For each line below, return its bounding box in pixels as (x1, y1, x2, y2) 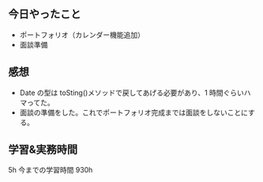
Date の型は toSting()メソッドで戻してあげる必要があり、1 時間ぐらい (19, 88, 245, 97)
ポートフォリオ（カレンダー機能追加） (19, 30, 145, 40)
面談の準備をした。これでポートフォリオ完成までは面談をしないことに (19, 108, 249, 117)
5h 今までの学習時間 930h (8, 165, 93, 175)
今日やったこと (8, 7, 81, 21)
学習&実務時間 (8, 143, 78, 157)
